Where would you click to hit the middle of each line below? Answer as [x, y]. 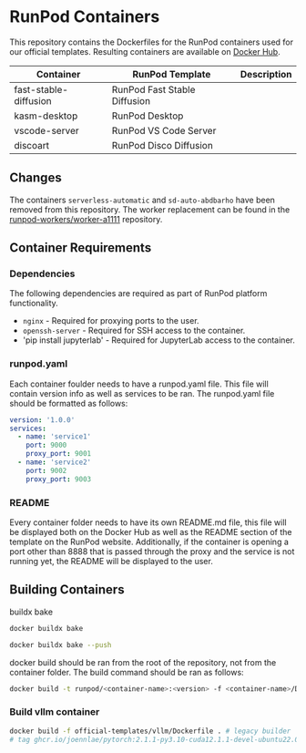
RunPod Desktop [148, 116]
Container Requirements [81, 248]
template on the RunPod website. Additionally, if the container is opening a [149, 542]
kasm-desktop [46, 116]
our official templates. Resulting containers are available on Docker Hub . [145, 51]
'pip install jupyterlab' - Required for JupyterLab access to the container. [159, 340]
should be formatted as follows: [69, 403]
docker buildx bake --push [61, 645]
